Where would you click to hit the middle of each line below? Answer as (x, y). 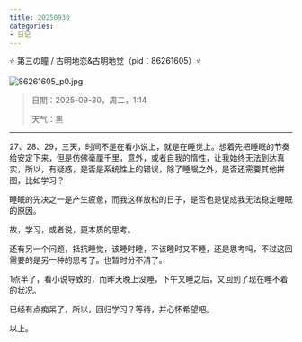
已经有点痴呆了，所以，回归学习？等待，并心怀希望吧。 (111, 310)
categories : (31, 26)
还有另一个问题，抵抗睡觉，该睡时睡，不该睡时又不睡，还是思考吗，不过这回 (151, 249)
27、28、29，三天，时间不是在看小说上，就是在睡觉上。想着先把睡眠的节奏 (150, 147)
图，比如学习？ (37, 180)
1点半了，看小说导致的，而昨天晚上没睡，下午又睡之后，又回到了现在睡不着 (149, 279)
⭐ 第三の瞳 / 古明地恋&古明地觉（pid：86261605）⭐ (106, 61)
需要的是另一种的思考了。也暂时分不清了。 (88, 260)
